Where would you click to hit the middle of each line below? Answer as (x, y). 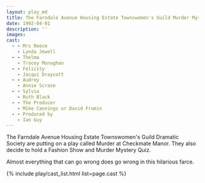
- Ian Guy (30, 120)
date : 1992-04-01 (28, 23)
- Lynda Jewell (37, 52)
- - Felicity (28, 69)
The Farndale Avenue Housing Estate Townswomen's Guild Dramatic (92, 137)
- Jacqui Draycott (41, 74)
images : (16, 35)
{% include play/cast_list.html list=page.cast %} (67, 174)
